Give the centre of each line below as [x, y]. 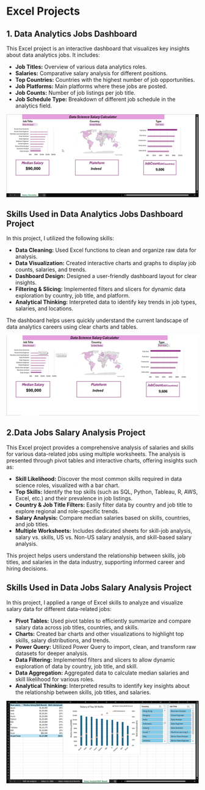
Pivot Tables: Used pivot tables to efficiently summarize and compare [103, 621]
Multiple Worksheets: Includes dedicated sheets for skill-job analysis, [104, 530]
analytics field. [34, 106]
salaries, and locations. [44, 309]
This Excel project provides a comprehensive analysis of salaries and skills [100, 447]
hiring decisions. [27, 568]
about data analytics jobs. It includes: [53, 55]
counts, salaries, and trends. [51, 269]
